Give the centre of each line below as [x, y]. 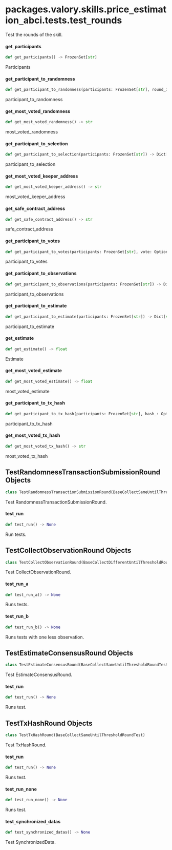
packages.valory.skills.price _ [70, 9]
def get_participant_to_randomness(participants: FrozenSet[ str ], [78, 90]
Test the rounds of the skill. [34, 34]
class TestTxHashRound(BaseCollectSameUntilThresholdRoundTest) [75, 735]
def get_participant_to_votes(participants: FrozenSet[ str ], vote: [79, 252]
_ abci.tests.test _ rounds [70, 20]
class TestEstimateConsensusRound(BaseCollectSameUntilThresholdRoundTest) [88, 665]
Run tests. [16, 534]
